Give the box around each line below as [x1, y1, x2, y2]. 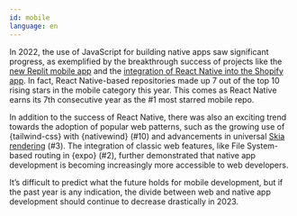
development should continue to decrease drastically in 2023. [9, 195, 239, 207]
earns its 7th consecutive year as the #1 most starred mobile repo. [9, 94, 255, 104]
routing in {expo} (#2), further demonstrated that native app [34, 149, 256, 160]
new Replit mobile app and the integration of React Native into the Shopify [9, 65, 283, 76]
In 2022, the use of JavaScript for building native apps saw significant [9, 46, 269, 57]
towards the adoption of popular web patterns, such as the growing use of [9, 121, 285, 131]
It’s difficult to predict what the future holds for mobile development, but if [9, 176, 283, 187]
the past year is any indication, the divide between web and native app [9, 186, 272, 197]
